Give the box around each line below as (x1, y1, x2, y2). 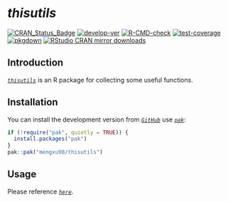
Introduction (7, 57, 64, 69)
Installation (7, 96, 58, 108)
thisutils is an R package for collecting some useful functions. (7, 75, 193, 84)
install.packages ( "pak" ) (13, 135, 87, 143)
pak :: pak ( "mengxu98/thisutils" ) (7, 149, 103, 156)
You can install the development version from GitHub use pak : (7, 115, 186, 124)
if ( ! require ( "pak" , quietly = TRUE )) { (7, 129, 129, 136)
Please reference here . (7, 187, 74, 196)
